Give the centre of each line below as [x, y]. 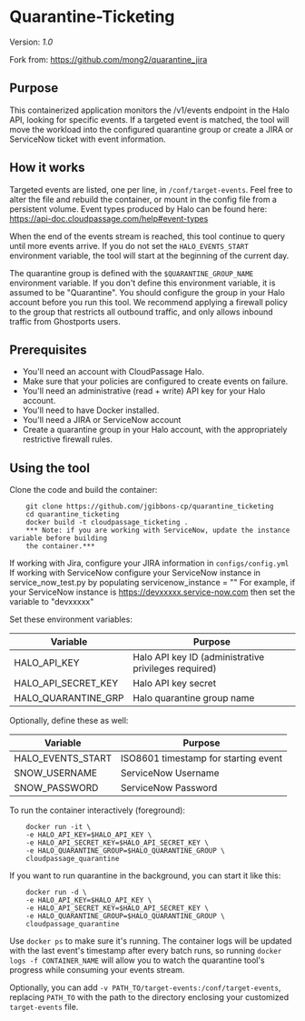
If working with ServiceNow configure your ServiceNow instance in [135, 573]
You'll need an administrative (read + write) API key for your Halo [144, 391]
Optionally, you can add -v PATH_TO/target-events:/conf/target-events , [145, 987]
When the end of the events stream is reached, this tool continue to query [148, 236]
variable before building [58, 538]
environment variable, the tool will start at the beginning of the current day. [149, 255]
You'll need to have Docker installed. [91, 410]
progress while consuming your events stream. [97, 970]
